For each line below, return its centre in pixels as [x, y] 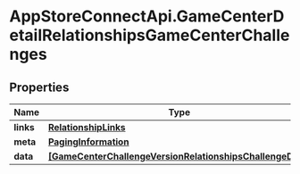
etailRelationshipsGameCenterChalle [150, 35]
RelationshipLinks [87, 127]
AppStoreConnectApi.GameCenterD [147, 17]
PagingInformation [88, 142]
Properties [39, 87]
